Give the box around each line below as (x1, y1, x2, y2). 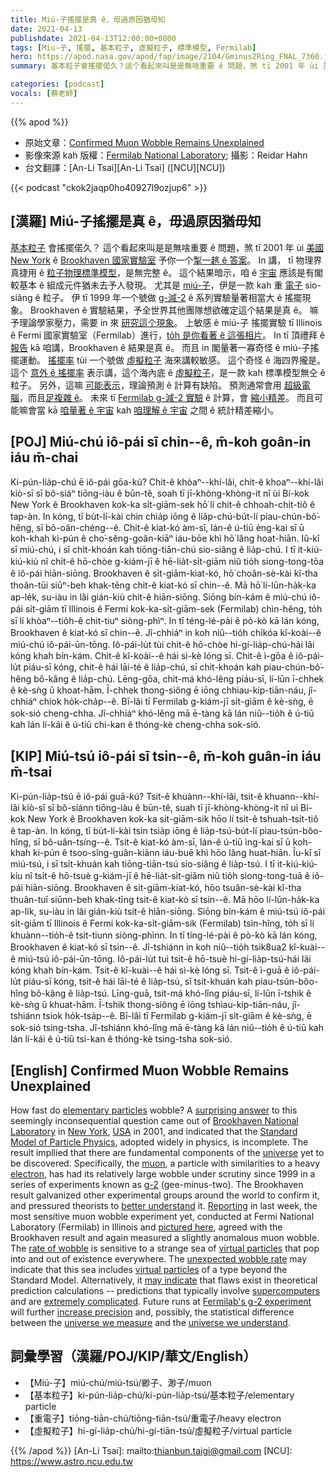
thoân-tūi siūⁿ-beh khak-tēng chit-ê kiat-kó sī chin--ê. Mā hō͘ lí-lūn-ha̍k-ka (10, 579, 317, 591)
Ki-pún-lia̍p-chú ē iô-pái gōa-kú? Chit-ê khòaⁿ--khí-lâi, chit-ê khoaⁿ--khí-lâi (10, 476, 324, 488)
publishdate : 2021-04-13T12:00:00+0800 (10, 33, 177, 43)
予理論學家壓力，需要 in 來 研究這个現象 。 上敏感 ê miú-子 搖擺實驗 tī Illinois (10, 316, 323, 328)
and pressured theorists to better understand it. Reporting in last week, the (10, 1200, 318, 1211)
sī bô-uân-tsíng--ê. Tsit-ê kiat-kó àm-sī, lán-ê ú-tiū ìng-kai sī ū (33, 836, 291, 848)
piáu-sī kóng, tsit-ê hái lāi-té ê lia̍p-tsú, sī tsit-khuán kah (23, 976, 253, 988)
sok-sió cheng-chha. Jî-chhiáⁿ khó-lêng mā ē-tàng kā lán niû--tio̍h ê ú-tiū (10, 707, 315, 720)
